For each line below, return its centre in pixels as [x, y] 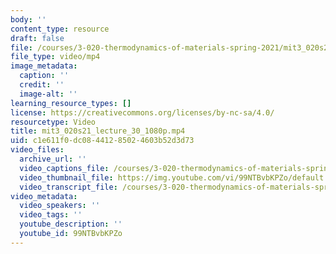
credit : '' [42, 85]
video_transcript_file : [68, 187]
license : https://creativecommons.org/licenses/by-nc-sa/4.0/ [142, 112]
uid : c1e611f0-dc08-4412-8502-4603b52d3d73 [102, 141]
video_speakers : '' [60, 206]
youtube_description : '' [71, 224]
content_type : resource [60, 29]
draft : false [37, 38]
